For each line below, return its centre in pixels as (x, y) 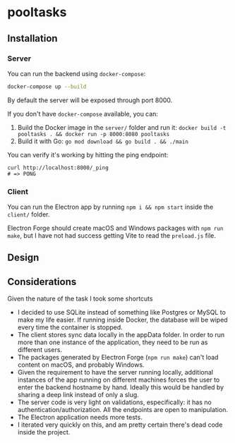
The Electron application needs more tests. (80, 418)
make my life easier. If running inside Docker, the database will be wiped (122, 320)
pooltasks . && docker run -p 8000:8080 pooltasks (94, 134)
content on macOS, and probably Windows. (81, 365)
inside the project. (44, 432)
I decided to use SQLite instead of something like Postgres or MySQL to (121, 312)
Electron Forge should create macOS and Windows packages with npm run (115, 228)
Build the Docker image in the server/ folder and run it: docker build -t (122, 127)
